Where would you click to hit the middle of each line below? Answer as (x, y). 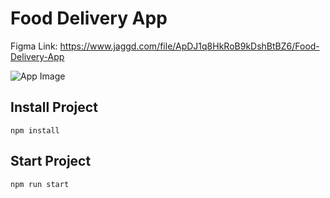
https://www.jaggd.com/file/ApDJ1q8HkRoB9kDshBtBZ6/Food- (189, 46)
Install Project (54, 107)
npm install (35, 130)
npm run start (40, 184)
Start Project (51, 161)
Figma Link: (34, 46)
